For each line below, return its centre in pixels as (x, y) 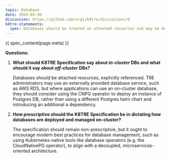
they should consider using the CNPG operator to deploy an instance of (87, 94)
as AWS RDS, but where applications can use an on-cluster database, (85, 88)
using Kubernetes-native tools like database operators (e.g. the (78, 140)
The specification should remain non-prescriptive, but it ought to (80, 130)
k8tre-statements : (25, 24)
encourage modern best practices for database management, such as (86, 135)
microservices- (138, 146)
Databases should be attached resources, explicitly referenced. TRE (83, 78)
